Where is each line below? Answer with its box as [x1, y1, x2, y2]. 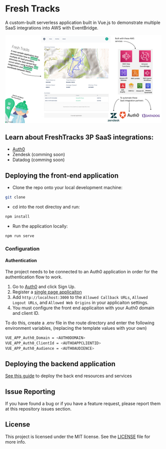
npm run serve [5, 233, 35, 238]
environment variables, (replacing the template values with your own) [5, 325, 147, 331]
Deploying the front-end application [5, 171, 119, 180]
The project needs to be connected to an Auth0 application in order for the [5, 268, 158, 274]
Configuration [5, 245, 40, 252]
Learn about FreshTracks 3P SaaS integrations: [5, 133, 154, 141]
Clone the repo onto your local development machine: [12, 185, 123, 191]
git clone [5, 195, 26, 200]
